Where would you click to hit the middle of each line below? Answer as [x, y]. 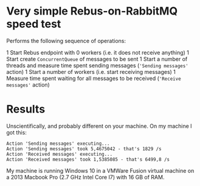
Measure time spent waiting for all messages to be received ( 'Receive [94, 78]
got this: [17, 132]
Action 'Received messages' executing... [60, 154]
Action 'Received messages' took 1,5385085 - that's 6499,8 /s [88, 159]
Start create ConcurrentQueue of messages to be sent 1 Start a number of [97, 59]
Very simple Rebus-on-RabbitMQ [92, 11]
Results [26, 109]
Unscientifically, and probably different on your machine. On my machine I [99, 126]
